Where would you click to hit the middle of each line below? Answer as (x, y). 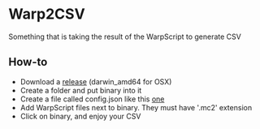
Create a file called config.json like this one (92, 99)
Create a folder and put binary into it (81, 90)
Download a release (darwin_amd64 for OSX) (96, 81)
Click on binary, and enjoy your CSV (80, 116)
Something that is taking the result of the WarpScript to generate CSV (125, 37)
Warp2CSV (47, 14)
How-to (28, 62)
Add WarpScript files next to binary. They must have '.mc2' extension (136, 107)
